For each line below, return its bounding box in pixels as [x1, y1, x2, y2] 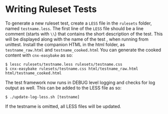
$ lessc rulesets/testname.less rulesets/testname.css [5, 62, 123, 67]
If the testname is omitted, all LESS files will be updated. [5, 103, 122, 109]
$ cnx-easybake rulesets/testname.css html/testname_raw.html [5, 66, 138, 71]
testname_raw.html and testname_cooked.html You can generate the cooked [5, 47, 161, 53]
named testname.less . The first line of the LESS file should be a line [5, 25, 144, 31]
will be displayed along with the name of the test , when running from [5, 36, 149, 42]
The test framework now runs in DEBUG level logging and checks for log [5, 79, 155, 85]
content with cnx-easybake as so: [5, 52, 73, 58]
